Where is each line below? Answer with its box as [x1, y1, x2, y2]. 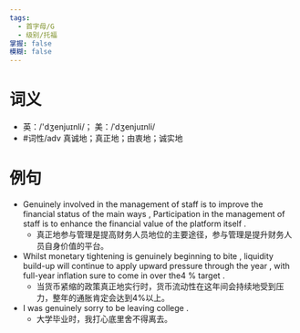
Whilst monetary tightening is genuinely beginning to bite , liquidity [22, 251, 274, 261]
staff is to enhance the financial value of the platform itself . [22, 218, 247, 229]
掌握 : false [9, 38, 52, 48]
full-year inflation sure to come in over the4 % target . [22, 270, 225, 281]
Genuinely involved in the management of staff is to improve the [22, 199, 264, 210]
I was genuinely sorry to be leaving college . [22, 303, 189, 313]
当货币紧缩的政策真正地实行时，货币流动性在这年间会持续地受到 [36, 281, 276, 292]
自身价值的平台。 [44, 241, 109, 251]
